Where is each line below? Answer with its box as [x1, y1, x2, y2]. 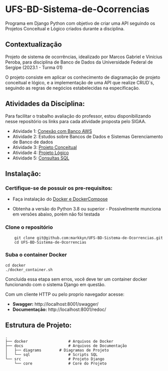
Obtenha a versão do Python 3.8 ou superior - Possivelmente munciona [12, 206, 161, 212]
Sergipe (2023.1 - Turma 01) [5, 64, 63, 70]
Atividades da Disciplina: [5, 99, 85, 108]
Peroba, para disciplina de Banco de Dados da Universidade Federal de [5, 59, 153, 65]
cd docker [5, 262, 26, 268]
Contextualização [5, 40, 62, 49]
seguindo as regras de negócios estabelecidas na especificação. [5, 85, 140, 91]
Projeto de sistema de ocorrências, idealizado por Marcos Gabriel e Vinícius [5, 54, 162, 60]
